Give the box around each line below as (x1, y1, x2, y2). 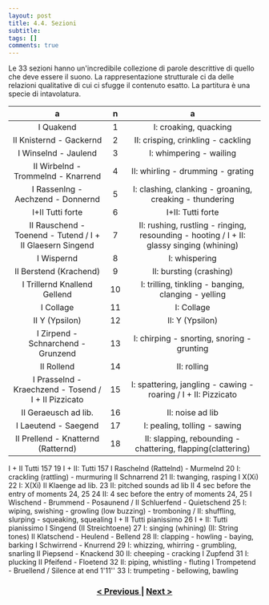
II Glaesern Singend (20, 240, 94, 251)
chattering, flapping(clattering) (134, 443, 251, 454)
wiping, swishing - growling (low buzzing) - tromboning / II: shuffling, (8, 506, 236, 516)
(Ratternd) (38, 443, 78, 454)
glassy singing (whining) (147, 240, 239, 251)
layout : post (8, 11, 52, 20)
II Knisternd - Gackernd (12, 135, 102, 146)
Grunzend (38, 348, 76, 359)
